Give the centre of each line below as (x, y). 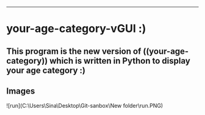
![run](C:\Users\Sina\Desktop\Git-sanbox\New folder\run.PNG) (85, 106)
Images (21, 91)
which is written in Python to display (120, 61)
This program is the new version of (74, 51)
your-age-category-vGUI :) (76, 29)
